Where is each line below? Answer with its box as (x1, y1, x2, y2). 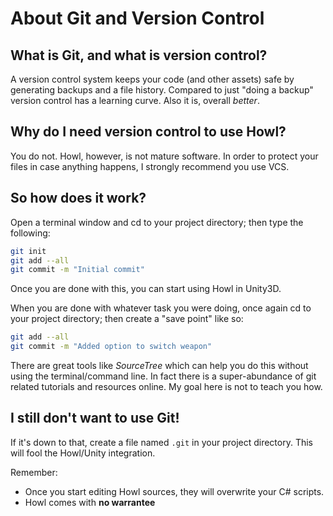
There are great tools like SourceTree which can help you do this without (10, 360, 309, 371)
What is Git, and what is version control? (10, 47, 268, 64)
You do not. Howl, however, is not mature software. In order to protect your (10, 150, 319, 162)
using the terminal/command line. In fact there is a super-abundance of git (10, 370, 317, 382)
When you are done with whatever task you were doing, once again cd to (10, 302, 312, 314)
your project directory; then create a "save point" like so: (10, 313, 244, 325)
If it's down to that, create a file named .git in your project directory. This (10, 436, 314, 448)
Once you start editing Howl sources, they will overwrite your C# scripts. (24, 485, 325, 497)
